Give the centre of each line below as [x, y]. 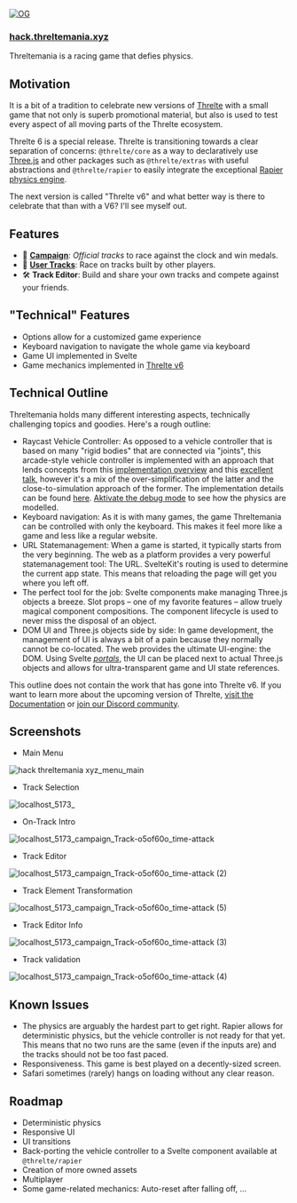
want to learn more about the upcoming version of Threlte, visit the [132, 694]
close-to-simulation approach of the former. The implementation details [152, 488]
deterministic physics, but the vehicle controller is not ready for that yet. [153, 1036]
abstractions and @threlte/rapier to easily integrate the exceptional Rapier [146, 170]
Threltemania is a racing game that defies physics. [101, 56]
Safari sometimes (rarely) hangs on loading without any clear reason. [148, 1073]
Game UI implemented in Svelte [79, 355]
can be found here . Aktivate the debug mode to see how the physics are [154, 498]
